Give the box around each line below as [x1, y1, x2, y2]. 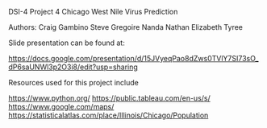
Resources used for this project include [8, 78, 139, 87]
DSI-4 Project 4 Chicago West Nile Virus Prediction [8, 7, 178, 16]
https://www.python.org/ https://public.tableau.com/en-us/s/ [8, 93, 211, 103]
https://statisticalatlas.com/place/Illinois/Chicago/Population [8, 110, 209, 120]
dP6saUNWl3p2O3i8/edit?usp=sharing [8, 62, 139, 72]
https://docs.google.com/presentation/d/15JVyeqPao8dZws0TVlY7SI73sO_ [8, 54, 259, 63]
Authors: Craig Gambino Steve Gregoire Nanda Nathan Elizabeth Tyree [8, 23, 244, 31]
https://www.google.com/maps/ [8, 102, 115, 111]
